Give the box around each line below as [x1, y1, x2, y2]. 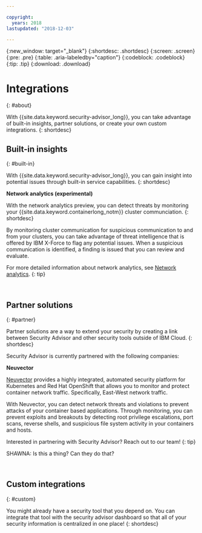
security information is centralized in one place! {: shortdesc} [6, 520, 159, 527]
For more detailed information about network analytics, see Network [6, 264, 177, 271]
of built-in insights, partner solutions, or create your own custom [6, 120, 167, 127]
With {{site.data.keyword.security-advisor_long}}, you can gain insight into [6, 172, 192, 179]
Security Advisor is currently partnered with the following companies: [6, 352, 180, 359]
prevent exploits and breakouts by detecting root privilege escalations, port [6, 413, 194, 421]
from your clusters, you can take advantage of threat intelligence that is [6, 233, 184, 240]
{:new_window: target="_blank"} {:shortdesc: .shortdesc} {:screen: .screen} [6, 47, 195, 55]
